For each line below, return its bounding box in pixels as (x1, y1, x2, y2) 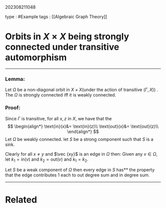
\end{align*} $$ (67, 128, 99, 135)
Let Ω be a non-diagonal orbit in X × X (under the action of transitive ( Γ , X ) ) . (5, 87, 158, 93)
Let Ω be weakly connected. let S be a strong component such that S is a (5, 136, 154, 142)
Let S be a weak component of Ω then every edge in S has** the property (5, 167, 155, 173)
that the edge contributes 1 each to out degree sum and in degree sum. (5, 172, 150, 178)
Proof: (5, 104, 21, 111)
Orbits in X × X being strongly (5, 31, 129, 42)
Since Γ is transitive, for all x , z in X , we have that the (5, 115, 112, 121)
